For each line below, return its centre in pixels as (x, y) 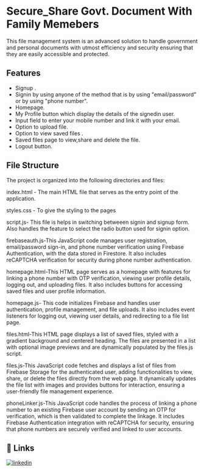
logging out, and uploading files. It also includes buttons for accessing (94, 284)
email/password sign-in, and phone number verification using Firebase (95, 247)
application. (21, 198)
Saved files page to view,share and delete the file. (78, 140)
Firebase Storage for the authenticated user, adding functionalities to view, (100, 372)
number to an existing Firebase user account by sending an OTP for (91, 409)
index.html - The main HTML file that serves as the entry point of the (92, 192)
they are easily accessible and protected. (58, 54)
